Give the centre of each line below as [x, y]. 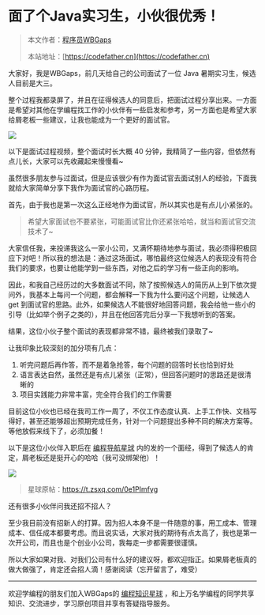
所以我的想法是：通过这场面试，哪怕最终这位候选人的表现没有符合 [149, 258]
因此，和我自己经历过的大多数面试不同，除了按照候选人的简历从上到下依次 [129, 285]
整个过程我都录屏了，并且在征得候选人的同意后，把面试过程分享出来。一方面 [132, 100]
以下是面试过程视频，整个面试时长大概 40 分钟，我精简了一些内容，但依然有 [132, 151]
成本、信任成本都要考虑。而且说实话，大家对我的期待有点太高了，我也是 [125, 532]
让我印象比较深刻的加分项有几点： [63, 348]
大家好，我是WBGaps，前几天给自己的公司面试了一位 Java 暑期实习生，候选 [132, 73]
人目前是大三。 [32, 83]
